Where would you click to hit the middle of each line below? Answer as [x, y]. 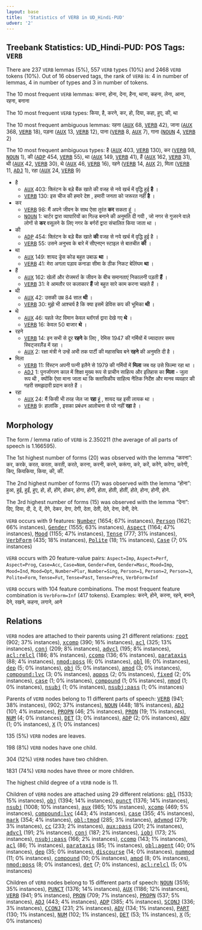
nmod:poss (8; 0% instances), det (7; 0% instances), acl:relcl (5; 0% [97, 864]
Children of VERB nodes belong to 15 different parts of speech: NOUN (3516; [98, 882]
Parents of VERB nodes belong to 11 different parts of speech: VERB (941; [95, 698]
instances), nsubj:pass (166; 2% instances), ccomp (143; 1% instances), [97, 839]
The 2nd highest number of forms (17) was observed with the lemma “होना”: [99, 483]
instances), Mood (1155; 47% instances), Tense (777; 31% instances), [92, 534]
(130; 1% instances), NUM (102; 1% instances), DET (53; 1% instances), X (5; [99, 914]
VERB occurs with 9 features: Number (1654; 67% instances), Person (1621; [99, 521]
